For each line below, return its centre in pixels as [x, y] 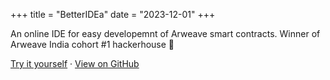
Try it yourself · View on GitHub [75, 63]
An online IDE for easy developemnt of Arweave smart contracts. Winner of [165, 33]
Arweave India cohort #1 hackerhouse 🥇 [92, 44]
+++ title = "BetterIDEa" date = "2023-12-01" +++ [113, 14]
